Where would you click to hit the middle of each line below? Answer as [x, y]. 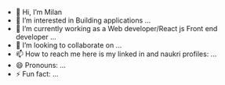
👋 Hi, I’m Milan [39, 12]
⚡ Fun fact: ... [37, 74]
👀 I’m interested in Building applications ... [83, 20]
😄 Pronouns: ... [41, 65]
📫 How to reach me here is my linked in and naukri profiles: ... [116, 54]
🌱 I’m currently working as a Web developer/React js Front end [116, 28]
